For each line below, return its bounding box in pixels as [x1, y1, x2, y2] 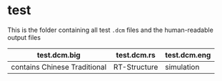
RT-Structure [113, 62, 158, 72]
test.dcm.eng [165, 50, 211, 60]
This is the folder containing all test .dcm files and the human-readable [7, 26, 214, 34]
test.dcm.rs [116, 50, 156, 60]
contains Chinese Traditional [11, 62, 107, 72]
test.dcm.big [36, 50, 81, 60]
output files [7, 33, 41, 41]
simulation [165, 62, 200, 72]
